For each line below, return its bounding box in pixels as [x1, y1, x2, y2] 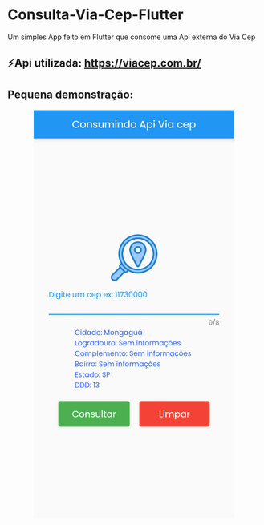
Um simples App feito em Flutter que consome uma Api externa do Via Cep [7, 32, 256, 42]
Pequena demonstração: [7, 87, 134, 101]
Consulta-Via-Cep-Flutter [7, 6, 184, 24]
